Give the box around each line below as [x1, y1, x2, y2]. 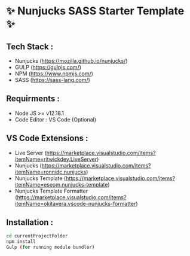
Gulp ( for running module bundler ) [6, 244, 95, 251]
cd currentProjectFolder [6, 233, 68, 239]
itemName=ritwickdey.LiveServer [14, 156, 97, 163]
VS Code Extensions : [6, 133, 88, 144]
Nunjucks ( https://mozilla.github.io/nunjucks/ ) [14, 57, 128, 64]
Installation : [6, 217, 54, 228]
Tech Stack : [6, 41, 54, 51]
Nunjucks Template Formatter [14, 187, 88, 194]
